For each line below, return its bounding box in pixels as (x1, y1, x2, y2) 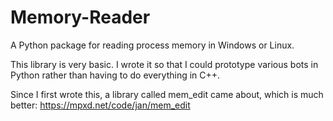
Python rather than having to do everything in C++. (10, 69, 221, 81)
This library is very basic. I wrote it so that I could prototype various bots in (10, 58, 319, 70)
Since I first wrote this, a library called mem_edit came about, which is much (10, 88, 324, 100)
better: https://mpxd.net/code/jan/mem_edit (10, 99, 191, 111)
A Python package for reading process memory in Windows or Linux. (10, 39, 295, 51)
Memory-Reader (10, 6, 151, 29)
